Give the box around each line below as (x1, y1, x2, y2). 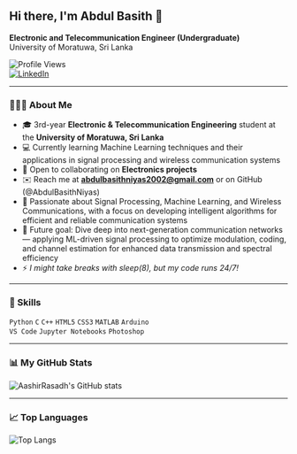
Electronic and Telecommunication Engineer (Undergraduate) (9, 32, 240, 42)
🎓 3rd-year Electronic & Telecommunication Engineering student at (21, 119, 276, 130)
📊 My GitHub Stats (9, 357, 93, 369)
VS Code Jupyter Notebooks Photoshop (9, 327, 145, 336)
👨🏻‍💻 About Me (9, 98, 72, 111)
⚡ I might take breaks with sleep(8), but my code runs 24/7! (21, 263, 240, 273)
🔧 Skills (9, 296, 42, 309)
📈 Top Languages (9, 411, 88, 423)
